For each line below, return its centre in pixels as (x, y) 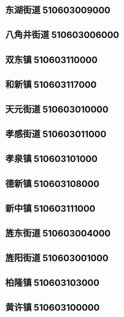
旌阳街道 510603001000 (57, 258)
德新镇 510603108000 (52, 184)
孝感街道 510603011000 (56, 134)
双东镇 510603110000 (51, 60)
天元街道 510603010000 (57, 109)
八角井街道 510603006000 (62, 35)
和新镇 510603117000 (51, 84)
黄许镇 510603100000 (52, 308)
